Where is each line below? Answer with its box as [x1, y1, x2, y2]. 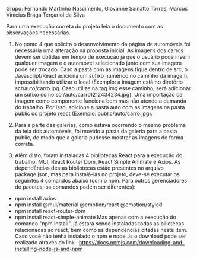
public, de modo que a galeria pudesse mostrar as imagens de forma [14, 134, 184, 141]
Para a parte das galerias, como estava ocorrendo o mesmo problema [14, 122, 186, 128]
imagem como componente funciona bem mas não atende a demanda [14, 97, 187, 104]
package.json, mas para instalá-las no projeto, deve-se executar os [14, 171, 180, 177]
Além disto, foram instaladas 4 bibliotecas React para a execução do [14, 152, 183, 159]
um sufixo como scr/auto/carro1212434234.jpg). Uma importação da [14, 91, 183, 98]
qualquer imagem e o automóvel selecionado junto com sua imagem [14, 59, 182, 66]
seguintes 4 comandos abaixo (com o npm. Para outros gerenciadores [14, 177, 188, 184]
